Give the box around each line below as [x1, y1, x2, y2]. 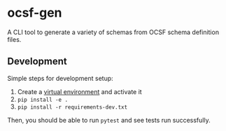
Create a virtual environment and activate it [17, 87, 142, 95]
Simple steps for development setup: [7, 74, 113, 82]
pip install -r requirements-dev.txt [17, 103, 128, 111]
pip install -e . [17, 96, 69, 103]
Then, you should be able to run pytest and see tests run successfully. [7, 116, 211, 124]
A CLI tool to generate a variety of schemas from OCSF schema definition [7, 28, 219, 36]
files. [7, 35, 22, 43]
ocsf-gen [7, 5, 62, 21]
